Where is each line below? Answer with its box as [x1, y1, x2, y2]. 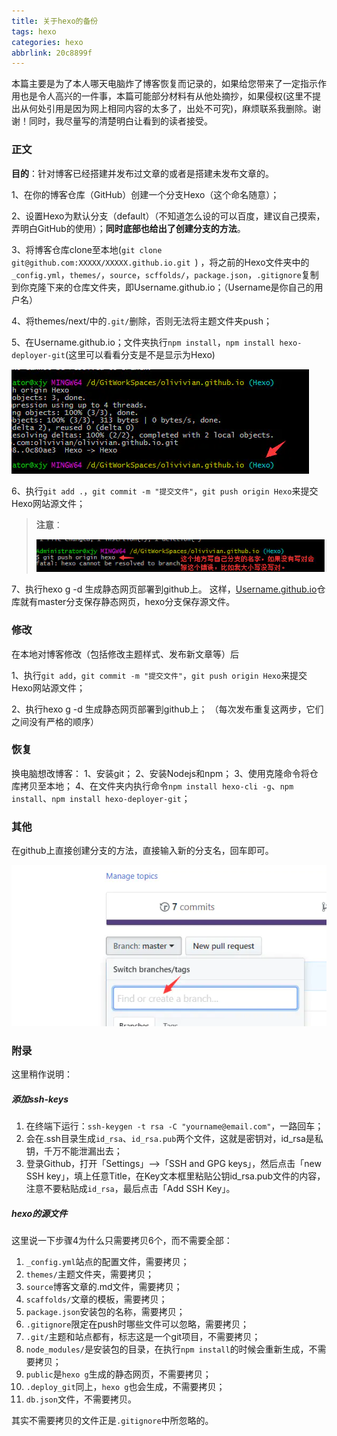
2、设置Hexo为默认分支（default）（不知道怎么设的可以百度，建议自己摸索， [11, 210, 326, 222]
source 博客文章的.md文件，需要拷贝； [25, 1281, 183, 1293]
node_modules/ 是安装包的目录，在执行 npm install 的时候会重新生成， [25, 1343, 309, 1355]
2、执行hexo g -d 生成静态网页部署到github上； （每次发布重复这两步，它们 [11, 703, 324, 715]
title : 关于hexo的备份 [11, 16, 99, 26]
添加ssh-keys [11, 1093, 69, 1105]
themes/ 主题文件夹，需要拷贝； [25, 1268, 154, 1280]
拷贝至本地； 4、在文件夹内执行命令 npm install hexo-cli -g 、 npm [19, 780, 294, 792]
